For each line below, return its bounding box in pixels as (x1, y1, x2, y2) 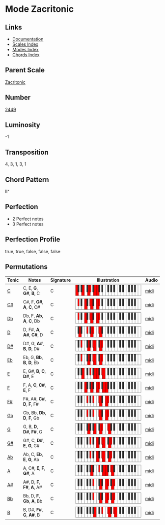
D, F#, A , (23, 327, 41, 333)
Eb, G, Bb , (23, 355, 43, 361)
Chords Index (12, 52, 40, 58)
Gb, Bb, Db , (23, 410, 47, 416)
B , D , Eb (23, 360, 39, 365)
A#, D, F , (23, 479, 41, 485)
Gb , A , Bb (23, 498, 43, 504)
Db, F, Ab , (23, 313, 43, 319)
